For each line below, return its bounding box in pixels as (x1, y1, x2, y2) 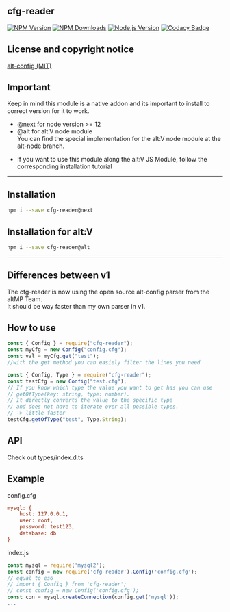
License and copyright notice (7, 44, 135, 55)
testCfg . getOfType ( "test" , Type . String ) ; (7, 416, 127, 423)
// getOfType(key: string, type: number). (7, 390, 130, 398)
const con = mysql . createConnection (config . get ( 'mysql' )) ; (7, 594, 179, 601)
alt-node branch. (16, 142, 65, 150)
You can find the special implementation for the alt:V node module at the (16, 135, 221, 143)
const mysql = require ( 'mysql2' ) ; (7, 561, 106, 569)
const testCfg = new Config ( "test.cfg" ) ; (7, 378, 127, 385)
